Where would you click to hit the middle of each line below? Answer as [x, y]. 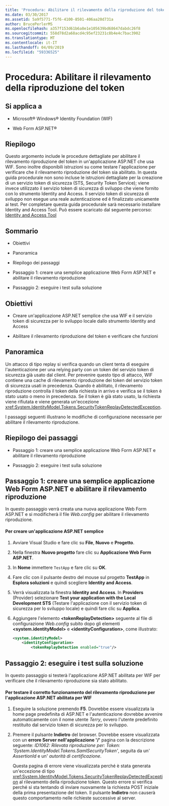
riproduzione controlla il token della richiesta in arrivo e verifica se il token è [83, 391]
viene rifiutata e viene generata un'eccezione [52, 401]
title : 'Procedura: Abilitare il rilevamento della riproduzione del [80, 10]
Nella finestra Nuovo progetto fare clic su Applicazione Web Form [82, 552]
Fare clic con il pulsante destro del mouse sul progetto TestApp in [81, 577]
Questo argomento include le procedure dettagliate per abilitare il [73, 156]
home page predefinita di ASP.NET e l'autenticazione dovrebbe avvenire [87, 714]
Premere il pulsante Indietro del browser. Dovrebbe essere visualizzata [86, 735]
